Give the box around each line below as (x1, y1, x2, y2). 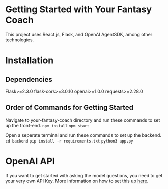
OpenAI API (5, 155, 55, 167)
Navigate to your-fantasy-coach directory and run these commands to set (5, 116, 160, 123)
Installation (5, 55, 54, 66)
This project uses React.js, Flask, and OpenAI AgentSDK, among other (5, 31, 153, 37)
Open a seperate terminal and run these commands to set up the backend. (5, 132, 162, 138)
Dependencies (5, 75, 52, 84)
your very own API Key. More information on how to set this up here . (5, 178, 149, 184)
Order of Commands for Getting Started (5, 103, 134, 112)
